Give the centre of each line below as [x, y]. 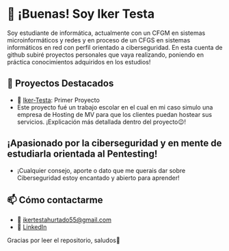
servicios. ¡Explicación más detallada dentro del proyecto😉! [102, 122]
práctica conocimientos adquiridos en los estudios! [79, 62]
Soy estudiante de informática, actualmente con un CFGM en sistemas [106, 33]
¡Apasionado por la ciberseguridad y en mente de [114, 143]
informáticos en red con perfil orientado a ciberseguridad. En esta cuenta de [115, 47]
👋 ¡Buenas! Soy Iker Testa [81, 14]
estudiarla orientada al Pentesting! [82, 154]
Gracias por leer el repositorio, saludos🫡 [64, 240]
